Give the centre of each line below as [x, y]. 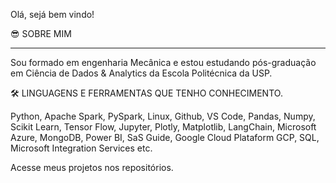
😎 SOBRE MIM [41, 33]
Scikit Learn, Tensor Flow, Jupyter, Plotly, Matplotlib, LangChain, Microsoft [163, 127]
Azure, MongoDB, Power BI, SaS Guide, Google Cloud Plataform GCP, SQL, [165, 137]
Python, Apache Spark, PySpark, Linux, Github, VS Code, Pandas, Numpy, [163, 116]
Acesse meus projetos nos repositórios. [92, 167]
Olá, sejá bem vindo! [52, 14]
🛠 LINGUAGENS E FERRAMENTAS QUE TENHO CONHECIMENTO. [146, 93]
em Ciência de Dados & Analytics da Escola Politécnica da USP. [141, 73]
